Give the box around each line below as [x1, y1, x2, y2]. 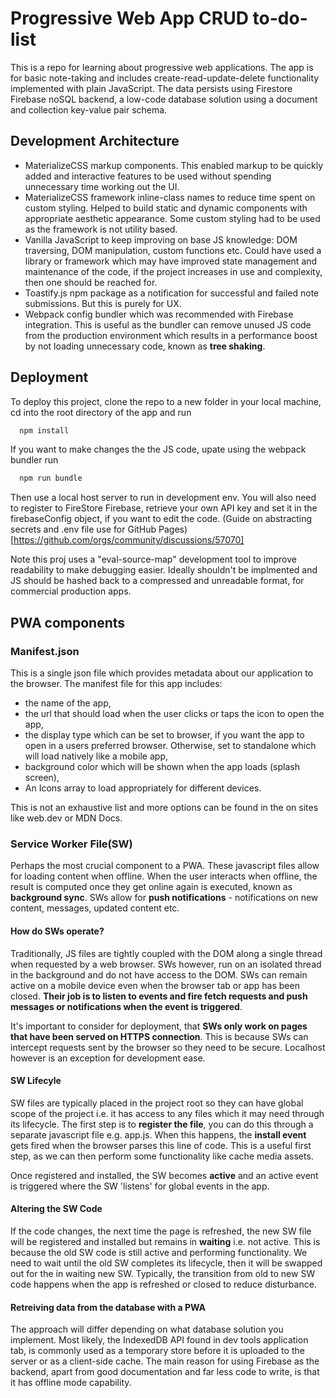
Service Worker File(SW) [10, 837, 133, 851]
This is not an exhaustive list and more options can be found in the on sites [10, 802, 319, 813]
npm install [19, 425, 70, 436]
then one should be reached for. [24, 276, 158, 288]
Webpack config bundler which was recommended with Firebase [24, 308, 294, 320]
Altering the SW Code [10, 1203, 103, 1215]
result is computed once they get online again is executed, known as [10, 881, 293, 893]
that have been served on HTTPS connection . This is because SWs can [10, 1030, 309, 1042]
